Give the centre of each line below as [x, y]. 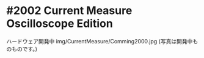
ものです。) [24, 49]
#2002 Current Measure [69, 11]
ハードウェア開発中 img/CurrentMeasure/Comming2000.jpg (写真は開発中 [100, 41]
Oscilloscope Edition [60, 24]
